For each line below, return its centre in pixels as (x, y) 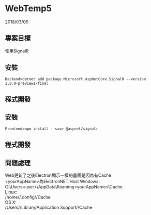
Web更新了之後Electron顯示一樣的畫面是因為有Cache (58, 175)
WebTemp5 (28, 8)
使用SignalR (17, 51)
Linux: (11, 192)
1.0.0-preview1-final (27, 83)
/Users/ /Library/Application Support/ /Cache (49, 207)
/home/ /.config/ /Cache (28, 197)
